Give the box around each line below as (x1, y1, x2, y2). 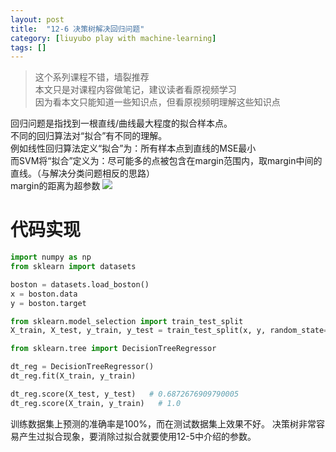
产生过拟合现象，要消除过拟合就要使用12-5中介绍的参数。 (18, 430, 257, 442)
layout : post (10, 14, 65, 25)
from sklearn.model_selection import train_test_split (10, 316, 244, 326)
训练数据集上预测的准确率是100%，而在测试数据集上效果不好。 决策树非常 (10, 417, 317, 430)
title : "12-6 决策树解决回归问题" (10, 24, 145, 34)
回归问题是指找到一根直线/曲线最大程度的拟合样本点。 (10, 117, 233, 130)
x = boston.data (10, 289, 78, 299)
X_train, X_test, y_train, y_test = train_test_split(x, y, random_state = (10, 326, 329, 336)
